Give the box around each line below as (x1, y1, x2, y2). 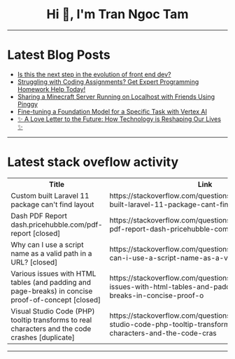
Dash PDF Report (10, 211, 68, 220)
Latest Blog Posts (7, 47, 111, 63)
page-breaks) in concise (10, 286, 93, 296)
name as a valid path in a (10, 248, 92, 258)
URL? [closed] (10, 257, 58, 267)
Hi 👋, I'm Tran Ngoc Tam (46, 6, 189, 22)
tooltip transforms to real (10, 315, 92, 325)
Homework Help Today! (17, 85, 86, 93)
